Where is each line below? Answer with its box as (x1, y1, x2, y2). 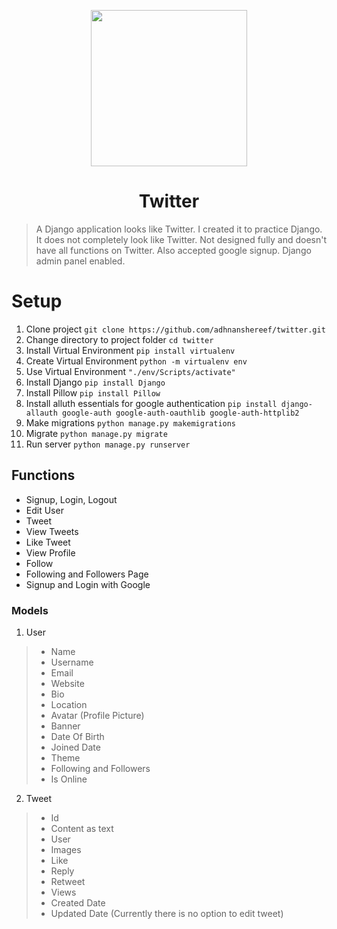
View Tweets (25, 525, 79, 537)
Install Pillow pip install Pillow (25, 386, 161, 399)
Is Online (50, 773, 88, 785)
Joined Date (50, 741, 101, 753)
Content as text (50, 822, 114, 834)
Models (11, 603, 49, 617)
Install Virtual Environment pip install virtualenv (25, 344, 236, 356)
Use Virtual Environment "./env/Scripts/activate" (25, 365, 236, 377)
